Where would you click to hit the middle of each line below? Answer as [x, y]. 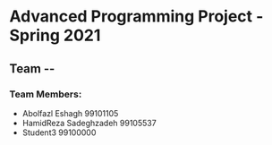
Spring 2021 [55, 35]
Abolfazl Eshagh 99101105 [70, 113]
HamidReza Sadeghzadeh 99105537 [89, 123]
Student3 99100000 [59, 132]
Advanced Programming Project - [136, 17]
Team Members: [46, 94]
